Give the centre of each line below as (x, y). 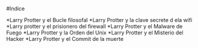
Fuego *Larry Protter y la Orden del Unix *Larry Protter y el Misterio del (95, 33)
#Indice (16, 9)
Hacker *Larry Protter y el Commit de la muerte (65, 39)
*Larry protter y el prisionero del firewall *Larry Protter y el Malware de (94, 26)
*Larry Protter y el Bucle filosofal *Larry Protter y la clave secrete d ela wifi (99, 20)
